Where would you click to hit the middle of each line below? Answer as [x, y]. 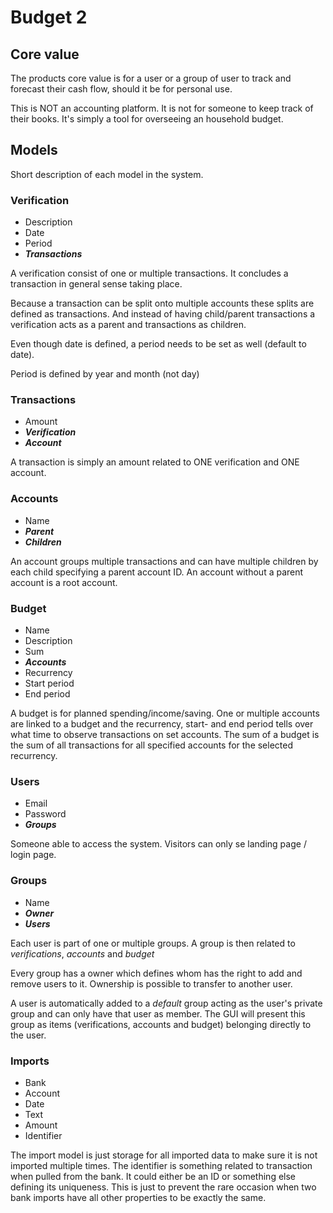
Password [45, 814]
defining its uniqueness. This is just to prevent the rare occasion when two [163, 1187]
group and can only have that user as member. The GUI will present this [158, 1013]
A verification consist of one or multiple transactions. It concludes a [149, 273]
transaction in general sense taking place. [96, 284]
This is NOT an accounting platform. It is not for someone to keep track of [162, 108]
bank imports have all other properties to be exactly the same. [138, 1197]
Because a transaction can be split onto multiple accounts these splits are [162, 303]
